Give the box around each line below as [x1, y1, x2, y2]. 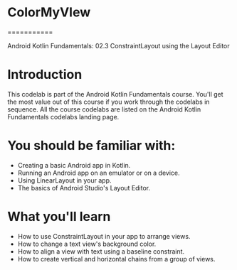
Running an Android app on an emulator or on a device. [17, 168, 180, 177]
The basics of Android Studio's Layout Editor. [17, 183, 151, 192]
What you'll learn [7, 209, 111, 225]
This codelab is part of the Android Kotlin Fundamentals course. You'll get [7, 90, 223, 98]
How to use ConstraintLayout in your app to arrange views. [17, 232, 191, 240]
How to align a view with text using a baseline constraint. [17, 247, 185, 256]
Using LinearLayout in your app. [17, 175, 112, 185]
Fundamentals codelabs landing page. [7, 112, 120, 121]
